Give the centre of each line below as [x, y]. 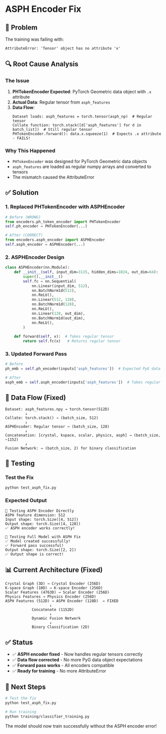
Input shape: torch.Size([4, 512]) [42, 519]
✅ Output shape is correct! [35, 554]
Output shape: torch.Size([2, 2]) [41, 550]
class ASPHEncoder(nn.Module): [37, 268]
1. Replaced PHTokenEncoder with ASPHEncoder [65, 207]
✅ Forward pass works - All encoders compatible [63, 666]
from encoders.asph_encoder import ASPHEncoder [55, 240]
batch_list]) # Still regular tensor [52, 129]
